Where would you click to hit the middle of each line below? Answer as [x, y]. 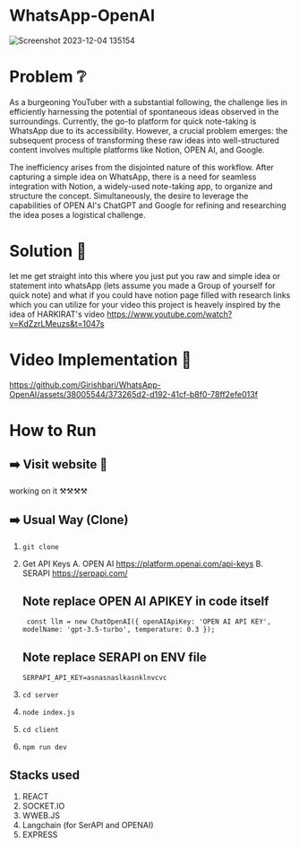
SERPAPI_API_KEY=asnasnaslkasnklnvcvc [94, 678]
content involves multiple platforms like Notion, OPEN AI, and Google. [137, 150]
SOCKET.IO [43, 806]
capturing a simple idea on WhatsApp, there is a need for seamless [133, 177]
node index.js [48, 713]
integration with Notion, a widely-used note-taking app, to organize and [141, 186]
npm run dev [44, 747]
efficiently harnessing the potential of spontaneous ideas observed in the [144, 111]
